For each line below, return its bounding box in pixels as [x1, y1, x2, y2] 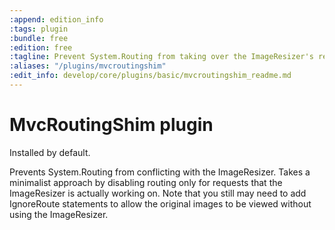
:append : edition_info [9, 14, 104, 25]
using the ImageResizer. [9, 208, 109, 220]
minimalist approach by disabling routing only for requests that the [9, 176, 283, 188]
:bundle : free [9, 33, 69, 43]
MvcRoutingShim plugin [9, 114, 214, 136]
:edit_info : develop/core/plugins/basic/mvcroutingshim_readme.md [9, 71, 292, 81]
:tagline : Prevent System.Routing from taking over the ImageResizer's [9, 52, 314, 62]
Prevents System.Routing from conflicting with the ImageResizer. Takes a [9, 166, 311, 178]
